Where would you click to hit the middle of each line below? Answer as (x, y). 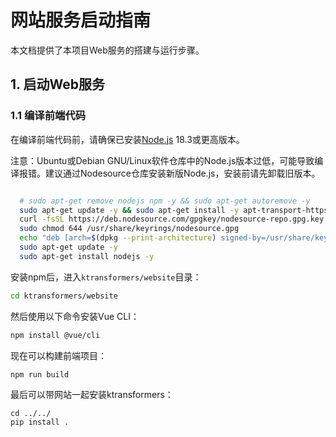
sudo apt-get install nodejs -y (87, 256)
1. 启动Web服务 (57, 84)
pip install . (40, 422)
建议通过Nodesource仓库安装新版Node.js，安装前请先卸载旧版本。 (182, 173)
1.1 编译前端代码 (48, 116)
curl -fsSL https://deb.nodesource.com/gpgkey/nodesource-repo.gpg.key (172, 219)
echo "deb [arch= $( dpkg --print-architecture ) (118, 238)
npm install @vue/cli (55, 335)
